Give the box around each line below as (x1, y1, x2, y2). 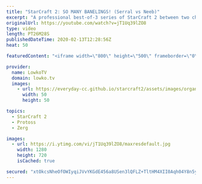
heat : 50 (6, 43, 28, 49)
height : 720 (17, 152, 47, 159)
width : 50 (22, 92, 47, 98)
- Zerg (11, 125, 28, 131)
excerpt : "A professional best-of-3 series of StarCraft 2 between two (6, 14, 189, 20)
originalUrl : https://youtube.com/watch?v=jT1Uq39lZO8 (6, 20, 147, 26)
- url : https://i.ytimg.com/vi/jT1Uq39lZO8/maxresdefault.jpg (11, 141, 171, 147)
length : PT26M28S (6, 31, 50, 37)
